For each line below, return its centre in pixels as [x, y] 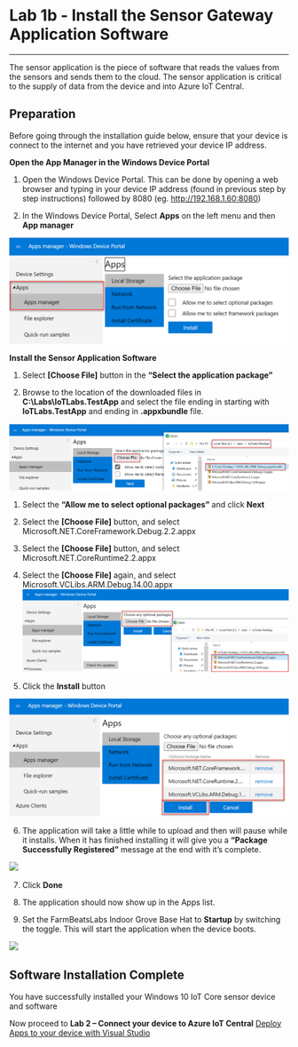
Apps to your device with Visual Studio [80, 1033]
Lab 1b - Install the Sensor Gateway [141, 16]
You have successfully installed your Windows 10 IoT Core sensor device [142, 996]
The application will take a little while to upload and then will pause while [155, 830]
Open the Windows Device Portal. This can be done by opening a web [150, 180]
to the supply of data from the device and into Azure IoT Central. [127, 86]
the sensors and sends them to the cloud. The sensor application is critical [145, 76]
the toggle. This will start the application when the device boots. [139, 929]
